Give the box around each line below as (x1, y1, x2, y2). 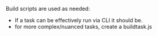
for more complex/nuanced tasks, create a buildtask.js (14, 23, 152, 30)
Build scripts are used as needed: (6, 5, 90, 12)
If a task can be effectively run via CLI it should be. (14, 17, 143, 23)
